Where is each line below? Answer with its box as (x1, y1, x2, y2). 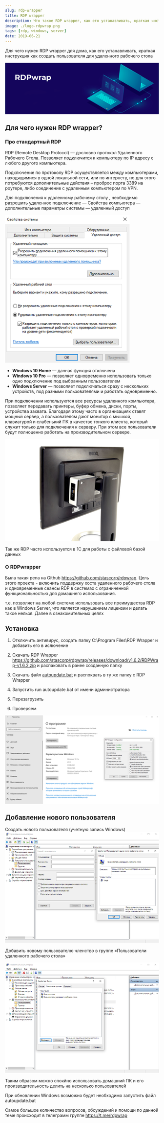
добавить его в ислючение (12, 643, 68, 648)
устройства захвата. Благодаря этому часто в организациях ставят (5, 408, 146, 414)
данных (5, 551, 21, 557)
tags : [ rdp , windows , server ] (5, 28, 67, 34)
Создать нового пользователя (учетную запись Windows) (5, 826, 126, 832)
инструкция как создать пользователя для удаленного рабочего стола (5, 53, 153, 59)
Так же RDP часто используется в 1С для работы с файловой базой (5, 546, 145, 552)
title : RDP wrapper (5, 13, 45, 18)
